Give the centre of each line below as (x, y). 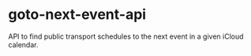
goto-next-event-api (77, 15)
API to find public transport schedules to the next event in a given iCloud (126, 36)
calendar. (23, 44)
